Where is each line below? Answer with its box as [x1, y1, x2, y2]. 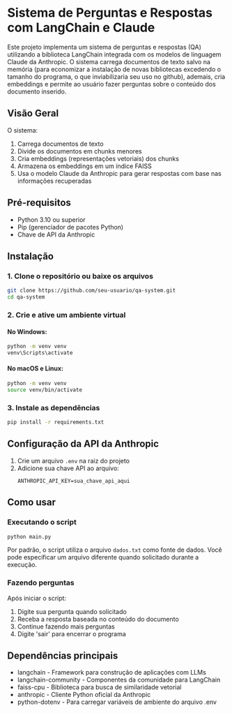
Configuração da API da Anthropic [7, 438, 159, 450]
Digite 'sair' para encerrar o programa [17, 629, 127, 638]
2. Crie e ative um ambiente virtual [7, 310, 126, 320]
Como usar [7, 497, 56, 509]
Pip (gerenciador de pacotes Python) [17, 223, 124, 231]
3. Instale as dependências [7, 403, 100, 412]
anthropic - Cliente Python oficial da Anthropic [17, 691, 151, 699]
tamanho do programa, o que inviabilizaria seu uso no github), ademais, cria [7, 72, 226, 81]
